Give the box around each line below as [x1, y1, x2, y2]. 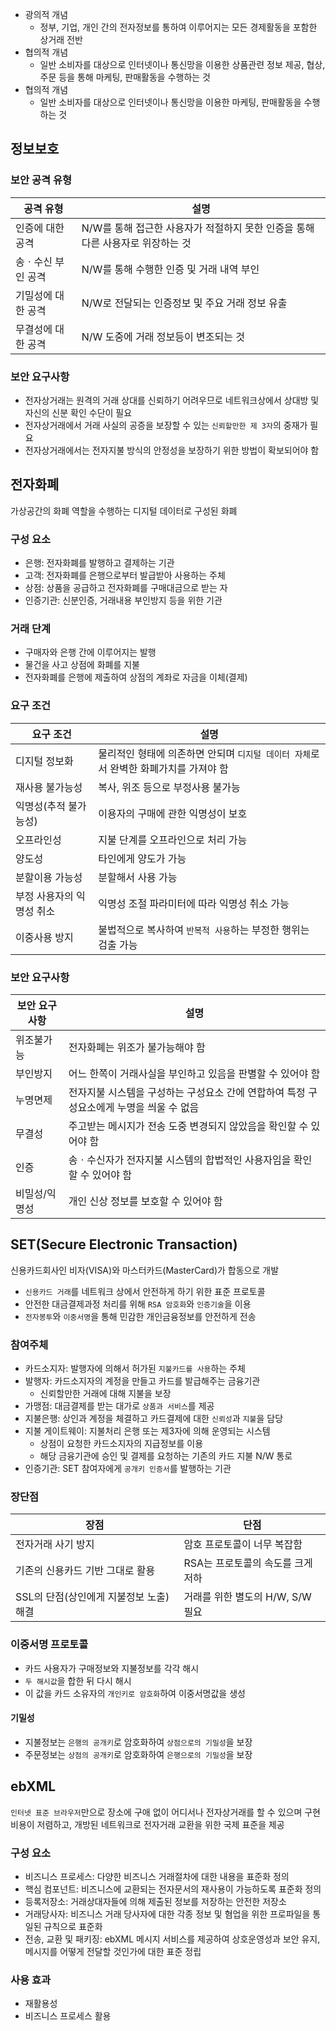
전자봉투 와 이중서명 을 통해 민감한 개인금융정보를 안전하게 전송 [24, 1310, 257, 1322]
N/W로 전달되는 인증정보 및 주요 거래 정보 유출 [81, 296, 288, 310]
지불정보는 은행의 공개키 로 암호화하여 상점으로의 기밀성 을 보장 [24, 1736, 253, 1748]
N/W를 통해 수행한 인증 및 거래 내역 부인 [81, 262, 260, 276]
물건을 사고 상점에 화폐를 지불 [24, 659, 140, 671]
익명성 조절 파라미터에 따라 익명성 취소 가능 [98, 896, 290, 910]
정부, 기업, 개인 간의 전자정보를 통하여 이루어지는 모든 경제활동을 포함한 [39, 21, 318, 33]
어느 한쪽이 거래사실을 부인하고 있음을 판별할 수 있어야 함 [68, 1066, 321, 1080]
